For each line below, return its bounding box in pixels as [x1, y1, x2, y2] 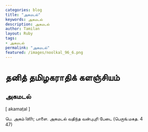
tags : [5, 36, 17, 41]
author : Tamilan [5, 26, 40, 31]
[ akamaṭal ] [5, 106, 31, 112]
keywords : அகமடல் [5, 17, 43, 22]
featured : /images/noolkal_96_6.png [5, 50, 83, 55]
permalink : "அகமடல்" [5, 45, 50, 50]
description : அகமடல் [5, 21, 50, 27]
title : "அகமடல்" [5, 12, 41, 17]
